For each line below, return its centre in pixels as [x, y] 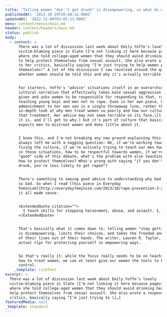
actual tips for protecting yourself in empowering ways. [80, 242]
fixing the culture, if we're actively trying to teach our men [86, 147]
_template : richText [35, 270]
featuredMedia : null [27, 302]
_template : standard [27, 307]
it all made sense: [38, 193]
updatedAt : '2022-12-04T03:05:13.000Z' [46, 19]
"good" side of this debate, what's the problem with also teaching [91, 157]
